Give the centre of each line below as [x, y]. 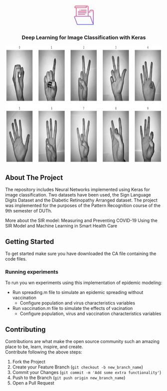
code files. [16, 258]
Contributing [25, 329]
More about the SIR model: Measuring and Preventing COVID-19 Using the [82, 220]
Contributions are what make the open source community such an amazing [82, 341]
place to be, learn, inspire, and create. [44, 347]
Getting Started [30, 241]
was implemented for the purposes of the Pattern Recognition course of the [83, 205]
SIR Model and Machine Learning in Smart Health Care [61, 226]
